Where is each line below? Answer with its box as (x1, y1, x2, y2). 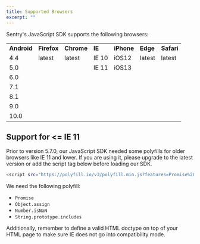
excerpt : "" (6, 14, 36, 20)
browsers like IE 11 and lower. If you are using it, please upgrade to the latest (6, 154, 193, 161)
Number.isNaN (14, 208, 48, 214)
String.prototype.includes (14, 214, 82, 220)
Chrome (64, 44, 88, 52)
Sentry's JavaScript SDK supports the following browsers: (6, 30, 149, 37)
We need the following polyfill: (6, 183, 80, 190)
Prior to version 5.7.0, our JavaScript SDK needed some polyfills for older (6, 148, 186, 155)
